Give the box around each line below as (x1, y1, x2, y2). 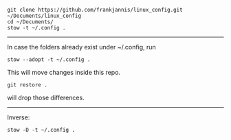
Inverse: (7, 113, 30, 121)
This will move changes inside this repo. (7, 69, 121, 76)
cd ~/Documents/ (7, 19, 54, 25)
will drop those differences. (7, 93, 85, 102)
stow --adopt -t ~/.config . (7, 56, 91, 63)
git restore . (7, 82, 48, 89)
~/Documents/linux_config (7, 12, 81, 19)
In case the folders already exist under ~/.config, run (7, 43, 156, 51)
